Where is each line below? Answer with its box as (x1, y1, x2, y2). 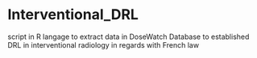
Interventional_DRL (7, 6, 139, 24)
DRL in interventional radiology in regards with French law (7, 40, 199, 49)
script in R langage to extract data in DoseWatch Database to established (7, 32, 250, 41)
